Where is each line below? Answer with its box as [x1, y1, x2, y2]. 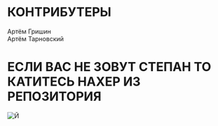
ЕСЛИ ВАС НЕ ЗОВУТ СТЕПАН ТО [7, 59, 212, 75]
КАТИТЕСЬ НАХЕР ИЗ [7, 74, 141, 90]
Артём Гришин [7, 27, 51, 36]
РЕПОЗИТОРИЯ [7, 88, 102, 104]
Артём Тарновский [7, 34, 64, 42]
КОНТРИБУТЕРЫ [7, 4, 112, 20]
